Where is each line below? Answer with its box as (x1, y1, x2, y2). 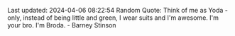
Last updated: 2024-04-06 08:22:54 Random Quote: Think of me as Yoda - (7, 6, 229, 14)
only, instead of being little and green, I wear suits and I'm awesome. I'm (7, 13, 219, 22)
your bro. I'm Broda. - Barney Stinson (7, 21, 116, 29)
